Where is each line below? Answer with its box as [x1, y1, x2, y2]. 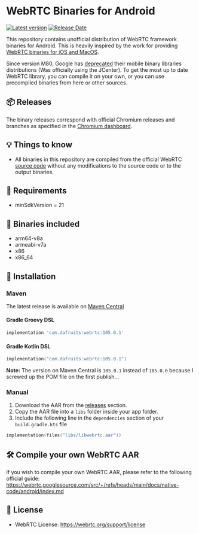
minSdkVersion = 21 [14, 202, 65, 209]
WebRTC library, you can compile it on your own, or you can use [6, 72, 165, 80]
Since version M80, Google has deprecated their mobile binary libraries [6, 60, 182, 67]
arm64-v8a [14, 235, 43, 242]
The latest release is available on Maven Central [6, 302, 124, 310]
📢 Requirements [6, 186, 67, 196]
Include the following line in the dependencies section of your [14, 414, 164, 421]
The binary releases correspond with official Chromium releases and [6, 116, 175, 123]
